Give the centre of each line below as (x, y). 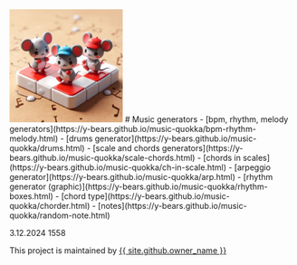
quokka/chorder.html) (50, 206)
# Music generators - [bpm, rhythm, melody (206, 119)
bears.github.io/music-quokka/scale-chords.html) (102, 158)
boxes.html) (32, 196)
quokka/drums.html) (47, 148)
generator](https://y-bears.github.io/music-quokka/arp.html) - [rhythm (141, 177)
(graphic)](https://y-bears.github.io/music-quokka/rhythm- (158, 186)
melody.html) (34, 138)
